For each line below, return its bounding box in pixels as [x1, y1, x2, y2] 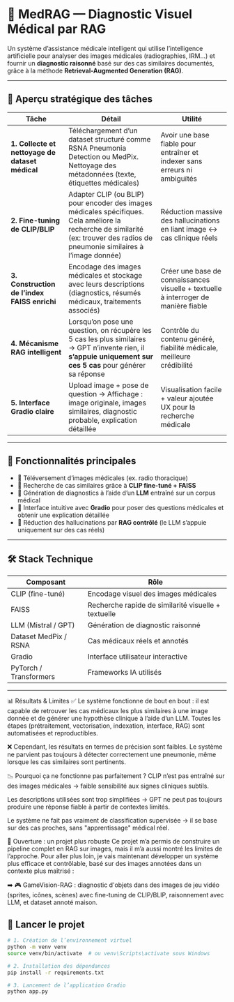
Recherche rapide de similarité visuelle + [87, 600, 221, 610]
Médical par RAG [7, 21, 107, 37]
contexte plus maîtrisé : [7, 867, 75, 875]
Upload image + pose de [68, 380, 149, 390]
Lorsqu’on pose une [68, 317, 134, 327]
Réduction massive [160, 207, 223, 216]
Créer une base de [160, 266, 221, 276]
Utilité [182, 114, 203, 124]
